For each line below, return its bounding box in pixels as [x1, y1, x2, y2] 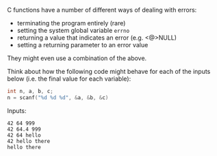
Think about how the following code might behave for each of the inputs [7, 68, 211, 75]
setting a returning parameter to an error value [16, 41, 149, 49]
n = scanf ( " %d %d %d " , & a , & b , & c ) [7, 94, 109, 101]
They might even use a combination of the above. [7, 54, 147, 62]
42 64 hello [7, 131, 41, 139]
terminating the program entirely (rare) [16, 19, 126, 27]
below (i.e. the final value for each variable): [7, 75, 131, 83]
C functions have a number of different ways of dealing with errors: [7, 6, 197, 14]
